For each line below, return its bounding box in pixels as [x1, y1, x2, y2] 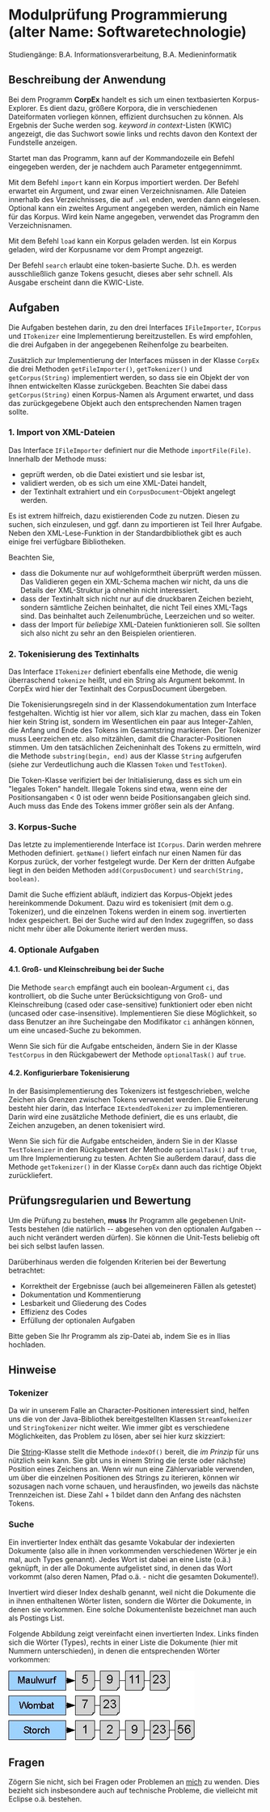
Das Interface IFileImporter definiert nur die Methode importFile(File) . [8, 445, 251, 454]
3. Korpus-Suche [8, 822, 77, 833]
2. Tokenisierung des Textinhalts [8, 648, 140, 660]
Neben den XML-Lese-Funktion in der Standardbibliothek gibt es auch [8, 528, 243, 538]
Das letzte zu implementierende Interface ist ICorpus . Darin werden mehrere [8, 839, 262, 850]
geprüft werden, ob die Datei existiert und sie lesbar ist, [19, 469, 205, 479]
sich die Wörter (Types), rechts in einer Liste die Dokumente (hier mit [8, 1637, 238, 1647]
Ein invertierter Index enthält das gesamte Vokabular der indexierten [8, 1537, 235, 1547]
